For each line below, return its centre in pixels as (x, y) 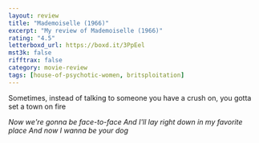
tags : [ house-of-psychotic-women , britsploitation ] (96, 75)
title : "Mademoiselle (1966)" (59, 23)
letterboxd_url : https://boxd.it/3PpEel (77, 46)
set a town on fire (37, 106)
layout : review (34, 16)
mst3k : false (30, 53)
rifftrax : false (35, 61)
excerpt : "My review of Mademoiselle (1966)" (85, 30)
